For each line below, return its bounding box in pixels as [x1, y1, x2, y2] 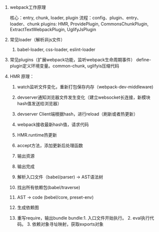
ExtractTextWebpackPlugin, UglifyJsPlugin [9, 27, 96, 32]
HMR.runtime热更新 [17, 132, 57, 138]
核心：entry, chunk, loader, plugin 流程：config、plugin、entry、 [9, 15, 141, 21]
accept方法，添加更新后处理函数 [17, 143, 83, 148]
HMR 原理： [9, 74, 34, 79]
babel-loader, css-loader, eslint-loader [17, 46, 95, 52]
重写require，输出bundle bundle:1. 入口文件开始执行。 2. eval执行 [17, 215, 150, 221]
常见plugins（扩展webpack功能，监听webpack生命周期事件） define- [9, 57, 152, 63]
